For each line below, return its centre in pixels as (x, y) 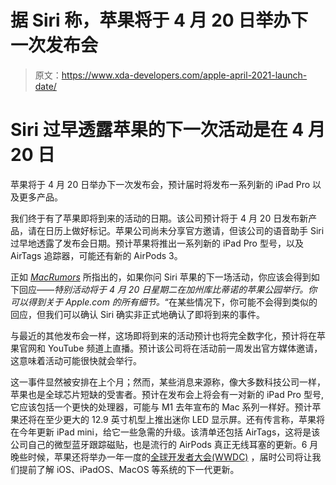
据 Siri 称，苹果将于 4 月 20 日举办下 (159, 20)
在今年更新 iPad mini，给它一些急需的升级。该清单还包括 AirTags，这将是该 (165, 432)
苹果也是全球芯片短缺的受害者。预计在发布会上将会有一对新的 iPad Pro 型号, (167, 394)
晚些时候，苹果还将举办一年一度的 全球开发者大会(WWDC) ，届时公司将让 (161, 457)
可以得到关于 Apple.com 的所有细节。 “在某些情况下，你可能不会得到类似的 (164, 302)
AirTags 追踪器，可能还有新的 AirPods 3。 (96, 255)
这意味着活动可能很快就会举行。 (76, 360)
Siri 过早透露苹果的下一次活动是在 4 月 (168, 130)
